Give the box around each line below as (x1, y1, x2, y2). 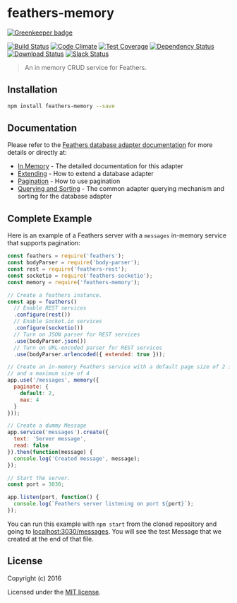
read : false (13, 442, 49, 449)
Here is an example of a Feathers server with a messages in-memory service (7, 231, 227, 240)
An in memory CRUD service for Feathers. (24, 63, 147, 71)
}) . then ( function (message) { (7, 448, 93, 455)
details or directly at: (7, 148, 67, 157)
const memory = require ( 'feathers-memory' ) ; (7, 279, 140, 286)
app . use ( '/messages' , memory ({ (7, 377, 99, 384)
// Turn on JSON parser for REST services (13, 331, 140, 338)
